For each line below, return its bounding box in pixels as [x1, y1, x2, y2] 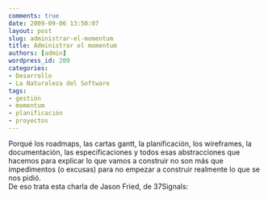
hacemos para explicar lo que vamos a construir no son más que [8, 155, 224, 165]
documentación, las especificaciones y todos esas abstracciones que [8, 147, 241, 157]
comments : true [8, 11, 60, 20]
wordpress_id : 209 [8, 57, 70, 65]
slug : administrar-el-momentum [8, 34, 114, 43]
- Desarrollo [8, 72, 52, 80]
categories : [8, 64, 48, 73]
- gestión [8, 94, 42, 102]
